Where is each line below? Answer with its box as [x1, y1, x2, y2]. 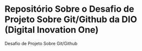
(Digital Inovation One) [4, 25, 99, 35]
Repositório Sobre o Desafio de [4, 3, 134, 15]
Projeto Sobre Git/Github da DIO [4, 14, 138, 25]
